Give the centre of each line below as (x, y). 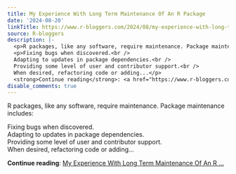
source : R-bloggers (36, 33)
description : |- (31, 40)
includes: (20, 113)
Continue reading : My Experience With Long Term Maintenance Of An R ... (116, 163)
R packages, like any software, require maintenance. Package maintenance (116, 106)
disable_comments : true (42, 86)
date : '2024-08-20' (36, 20)
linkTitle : (23, 27)
